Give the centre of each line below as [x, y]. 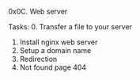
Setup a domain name [55, 50]
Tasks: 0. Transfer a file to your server [70, 27]
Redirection [38, 59]
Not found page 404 [53, 67]
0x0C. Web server [38, 11]
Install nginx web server [59, 42]
